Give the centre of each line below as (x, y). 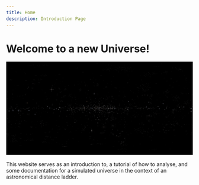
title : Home (21, 12)
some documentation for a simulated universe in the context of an (86, 170)
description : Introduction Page (46, 19)
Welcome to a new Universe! (78, 49)
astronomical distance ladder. (42, 177)
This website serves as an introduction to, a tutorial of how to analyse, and (97, 164)
